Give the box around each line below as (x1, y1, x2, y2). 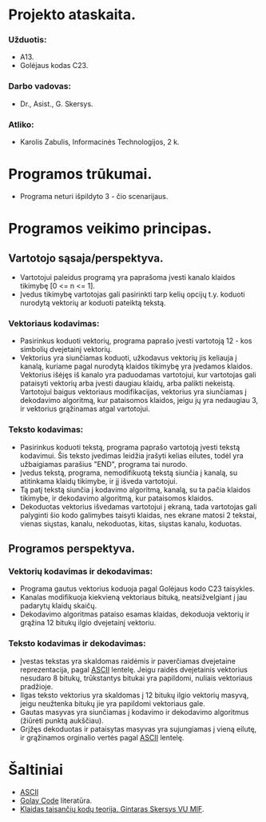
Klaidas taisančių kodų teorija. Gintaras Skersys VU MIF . (19, 804, 204, 813)
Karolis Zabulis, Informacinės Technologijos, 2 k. (19, 138, 180, 147)
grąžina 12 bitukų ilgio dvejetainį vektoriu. (19, 618, 157, 628)
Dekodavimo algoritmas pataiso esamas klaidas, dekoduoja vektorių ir (19, 609, 250, 619)
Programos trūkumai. (8, 166, 153, 183)
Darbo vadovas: (8, 81, 72, 92)
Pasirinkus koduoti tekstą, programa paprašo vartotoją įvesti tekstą (19, 442, 240, 452)
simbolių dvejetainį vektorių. (19, 345, 113, 354)
